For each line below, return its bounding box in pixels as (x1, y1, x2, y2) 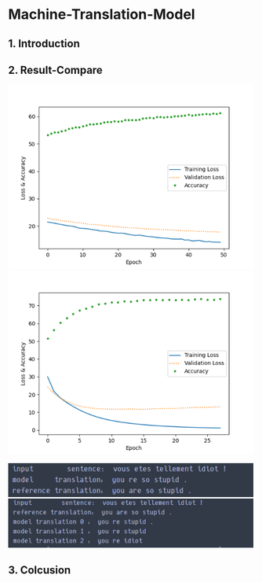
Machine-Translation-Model (8, 6, 195, 24)
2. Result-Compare (8, 63, 104, 76)
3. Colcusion (8, 563, 71, 576)
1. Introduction (8, 37, 80, 50)
